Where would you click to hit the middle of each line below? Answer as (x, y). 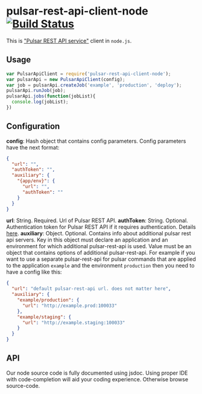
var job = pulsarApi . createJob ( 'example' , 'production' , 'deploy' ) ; (94, 85)
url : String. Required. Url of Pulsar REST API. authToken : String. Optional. (97, 221)
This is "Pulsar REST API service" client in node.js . (69, 41)
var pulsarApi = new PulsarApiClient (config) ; (66, 79)
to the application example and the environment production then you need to (100, 266)
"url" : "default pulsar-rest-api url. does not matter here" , (91, 289)
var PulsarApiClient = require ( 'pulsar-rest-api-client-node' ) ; (89, 74)
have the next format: (33, 147)
